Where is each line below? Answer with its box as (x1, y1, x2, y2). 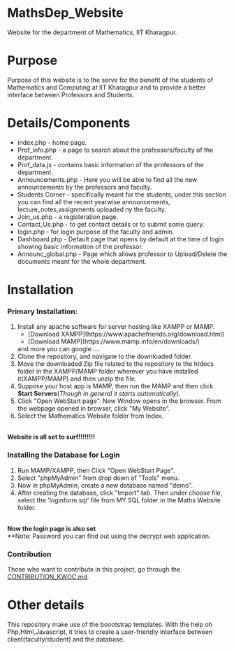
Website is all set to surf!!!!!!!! (7, 432, 96, 441)
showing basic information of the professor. (17, 242, 143, 250)
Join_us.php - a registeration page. (17, 212, 119, 221)
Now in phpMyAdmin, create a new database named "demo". (17, 481, 193, 489)
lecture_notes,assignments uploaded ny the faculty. (17, 205, 166, 213)
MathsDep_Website (7, 5, 124, 21)
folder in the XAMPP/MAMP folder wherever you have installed (17, 367, 198, 376)
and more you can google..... (17, 345, 101, 353)
